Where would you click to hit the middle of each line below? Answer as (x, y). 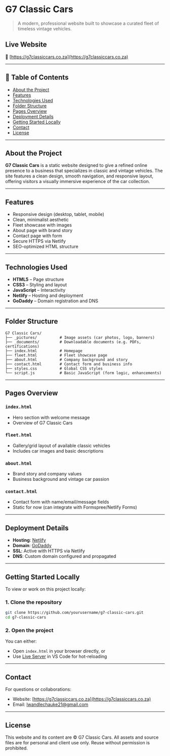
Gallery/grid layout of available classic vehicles (61, 446)
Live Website (26, 45)
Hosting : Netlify (29, 540)
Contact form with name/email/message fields (61, 502)
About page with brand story (42, 231)
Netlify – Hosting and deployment (48, 295)
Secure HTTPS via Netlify (39, 241)
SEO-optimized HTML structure (45, 247)
